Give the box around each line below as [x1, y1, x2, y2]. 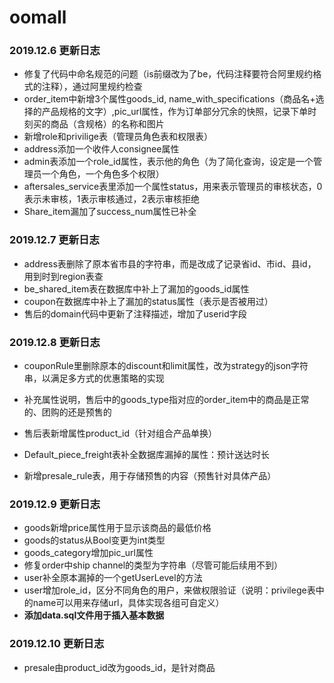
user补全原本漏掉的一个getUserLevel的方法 [23, 572, 203, 584]
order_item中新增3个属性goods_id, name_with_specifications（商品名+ [23, 93, 316, 105]
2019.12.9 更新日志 [9, 497, 101, 511]
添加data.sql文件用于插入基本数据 [23, 609, 165, 621]
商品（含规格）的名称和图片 [50, 118, 165, 130]
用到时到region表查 [23, 270, 104, 282]
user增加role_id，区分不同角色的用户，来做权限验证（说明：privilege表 [23, 584, 316, 596]
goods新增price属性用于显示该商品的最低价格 [23, 522, 212, 534]
